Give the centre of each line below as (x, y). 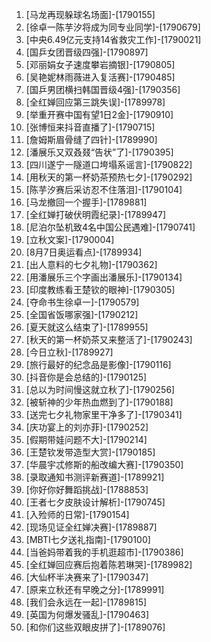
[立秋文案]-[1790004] (70, 239)
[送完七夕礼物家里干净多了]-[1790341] (104, 414)
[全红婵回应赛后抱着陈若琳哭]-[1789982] (109, 564)
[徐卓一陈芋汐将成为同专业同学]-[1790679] (113, 27)
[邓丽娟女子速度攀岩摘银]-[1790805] (100, 64)
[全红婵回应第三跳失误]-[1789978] (95, 102)
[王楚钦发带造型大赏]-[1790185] (90, 452)
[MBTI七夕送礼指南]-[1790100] (88, 539)
